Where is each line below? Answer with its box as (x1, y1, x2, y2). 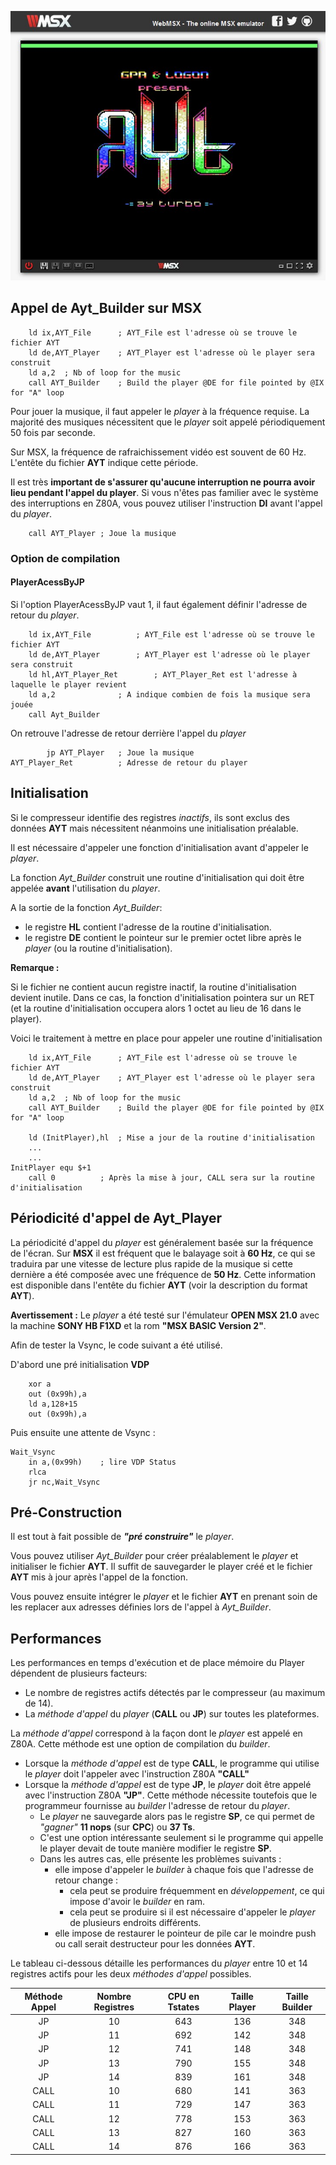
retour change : (54, 1874, 119, 1886)
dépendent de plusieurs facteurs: (10, 1667, 148, 1680)
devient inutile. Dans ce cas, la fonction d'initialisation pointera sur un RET (10, 991, 315, 1003)
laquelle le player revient (10, 679, 128, 690)
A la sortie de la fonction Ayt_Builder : (10, 901, 163, 913)
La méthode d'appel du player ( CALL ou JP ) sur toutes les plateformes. (24, 1708, 320, 1720)
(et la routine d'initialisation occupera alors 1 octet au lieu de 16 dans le (10, 1002, 302, 1014)
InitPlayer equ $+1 (10, 1162, 92, 1173)
